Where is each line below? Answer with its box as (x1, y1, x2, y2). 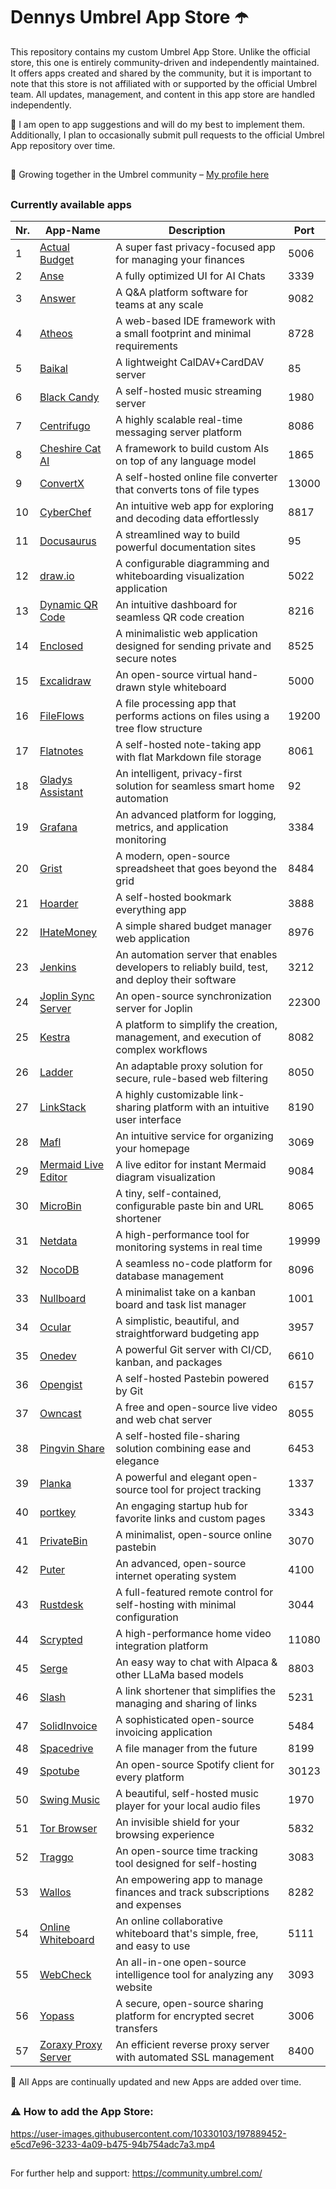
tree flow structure (115, 722, 203, 736)
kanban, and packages (115, 1355, 223, 1369)
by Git (115, 1384, 144, 1398)
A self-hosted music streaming (115, 384, 262, 398)
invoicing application (115, 1725, 213, 1739)
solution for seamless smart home (115, 779, 275, 793)
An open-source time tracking (115, 1844, 258, 1858)
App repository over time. (10, 139, 116, 151)
